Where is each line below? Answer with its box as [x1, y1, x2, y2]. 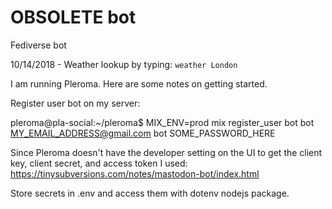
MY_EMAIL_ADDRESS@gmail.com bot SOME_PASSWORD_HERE [10, 127, 276, 139]
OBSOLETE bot [10, 6, 137, 29]
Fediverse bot [10, 39, 67, 51]
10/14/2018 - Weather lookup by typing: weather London [10, 58, 238, 70]
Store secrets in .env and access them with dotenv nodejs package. [10, 187, 290, 199]
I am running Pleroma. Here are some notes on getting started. [10, 77, 268, 90]
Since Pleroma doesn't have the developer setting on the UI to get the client [10, 146, 323, 158]
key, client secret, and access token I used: [10, 157, 188, 169]
